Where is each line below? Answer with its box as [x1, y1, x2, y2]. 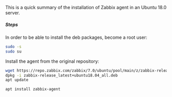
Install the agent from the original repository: [5, 58, 99, 64]
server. [5, 10, 20, 16]
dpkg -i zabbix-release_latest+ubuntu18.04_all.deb [5, 72, 118, 78]
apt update [5, 78, 29, 83]
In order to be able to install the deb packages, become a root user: [5, 34, 147, 40]
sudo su [5, 48, 22, 54]
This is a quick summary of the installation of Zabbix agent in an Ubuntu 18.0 [5, 5, 167, 10]
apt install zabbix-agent [5, 87, 60, 92]
